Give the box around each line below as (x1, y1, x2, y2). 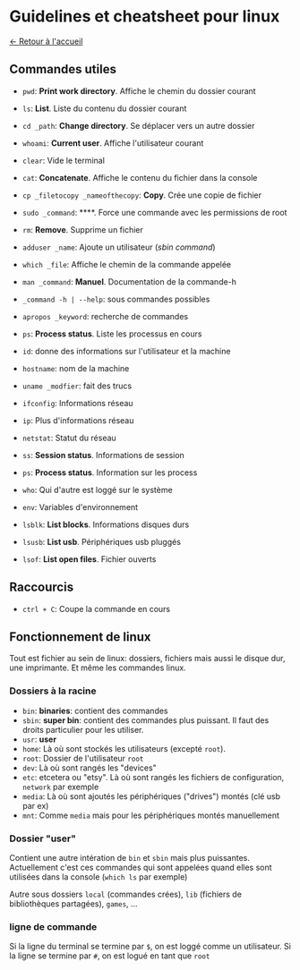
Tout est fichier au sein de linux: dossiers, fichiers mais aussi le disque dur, (9, 653, 286, 664)
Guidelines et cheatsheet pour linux (9, 6, 280, 27)
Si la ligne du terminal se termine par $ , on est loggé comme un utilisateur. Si (9, 941, 291, 952)
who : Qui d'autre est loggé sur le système (21, 484, 173, 495)
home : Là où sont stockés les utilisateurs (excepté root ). (21, 743, 227, 753)
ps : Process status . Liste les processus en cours (21, 328, 202, 339)
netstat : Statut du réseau (21, 432, 116, 443)
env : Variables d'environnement (21, 501, 139, 512)
